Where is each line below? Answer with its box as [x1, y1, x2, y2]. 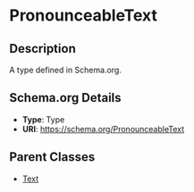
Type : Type [21, 113, 65, 125]
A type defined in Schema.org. [9, 64, 122, 75]
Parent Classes [9, 149, 96, 165]
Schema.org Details [9, 90, 122, 105]
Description [9, 41, 76, 56]
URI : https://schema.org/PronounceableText [21, 123, 185, 134]
